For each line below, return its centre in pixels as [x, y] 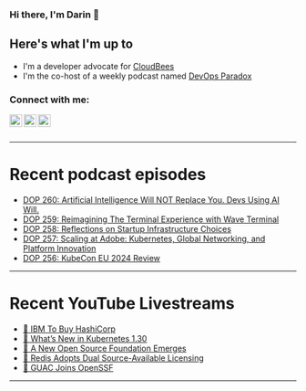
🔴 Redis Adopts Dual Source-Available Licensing [113, 358]
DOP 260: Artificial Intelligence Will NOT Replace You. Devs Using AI [151, 199]
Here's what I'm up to [71, 44]
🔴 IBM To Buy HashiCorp [69, 329]
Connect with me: [50, 100]
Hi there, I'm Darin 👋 [55, 15]
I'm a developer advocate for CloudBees [98, 66]
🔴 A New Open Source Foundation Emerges [104, 348]
